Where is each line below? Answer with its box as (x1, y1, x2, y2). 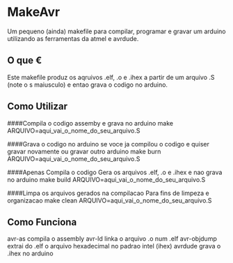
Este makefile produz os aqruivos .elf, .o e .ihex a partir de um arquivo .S (7, 73, 215, 81)
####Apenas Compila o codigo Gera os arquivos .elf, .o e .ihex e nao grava (7, 168, 223, 176)
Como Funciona (7, 216, 77, 228)
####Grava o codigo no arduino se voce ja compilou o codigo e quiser (7, 139, 210, 148)
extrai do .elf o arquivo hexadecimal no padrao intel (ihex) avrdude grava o (7, 242, 221, 251)
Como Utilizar (7, 101, 68, 112)
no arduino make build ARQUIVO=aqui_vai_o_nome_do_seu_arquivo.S (7, 175, 206, 184)
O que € (7, 55, 42, 67)
